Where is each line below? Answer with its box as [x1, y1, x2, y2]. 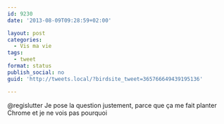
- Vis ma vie [13, 43, 52, 50]
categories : [7, 36, 42, 43]
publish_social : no [7, 68, 65, 76]
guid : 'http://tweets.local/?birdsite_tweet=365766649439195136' [7, 75, 203, 82]
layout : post [7, 30, 46, 37]
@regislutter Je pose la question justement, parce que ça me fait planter [7, 101, 217, 109]
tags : [7, 49, 23, 56]
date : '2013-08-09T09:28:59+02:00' [7, 17, 112, 24]
